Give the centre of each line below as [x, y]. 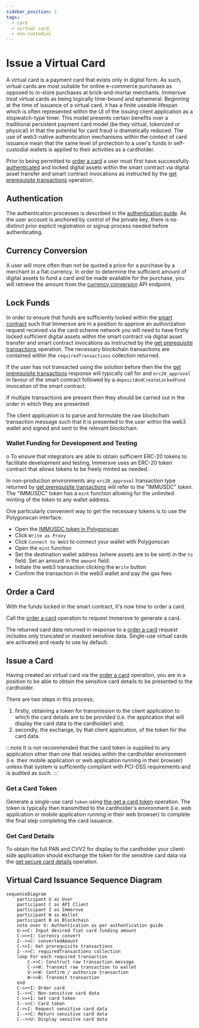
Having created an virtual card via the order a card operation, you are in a [96, 675]
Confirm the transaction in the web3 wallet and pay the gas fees [93, 573]
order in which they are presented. [48, 403]
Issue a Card [30, 661]
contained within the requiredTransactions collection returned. [83, 355]
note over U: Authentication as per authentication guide [90, 925]
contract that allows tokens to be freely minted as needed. [78, 469]
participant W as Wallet [48, 915]
